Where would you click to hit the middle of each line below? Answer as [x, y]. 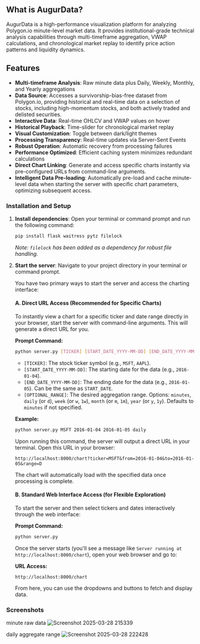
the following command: [44, 225]
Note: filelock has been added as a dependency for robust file [93, 247]
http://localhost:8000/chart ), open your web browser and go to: [96, 555]
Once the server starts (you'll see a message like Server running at [98, 548]
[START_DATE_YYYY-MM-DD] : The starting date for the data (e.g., [99, 369]
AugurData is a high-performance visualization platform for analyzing [91, 24]
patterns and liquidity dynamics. [46, 49]
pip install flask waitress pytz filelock [68, 236]
